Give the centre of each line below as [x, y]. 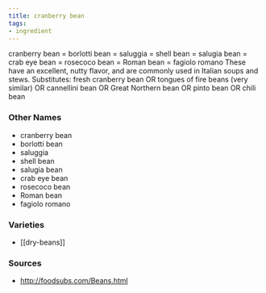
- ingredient [30, 31]
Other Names [35, 118]
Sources [25, 263]
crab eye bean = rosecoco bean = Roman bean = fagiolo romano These [127, 62]
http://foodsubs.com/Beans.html [74, 281]
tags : [17, 23]
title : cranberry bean [46, 16]
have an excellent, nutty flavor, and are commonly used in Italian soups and [133, 71]
